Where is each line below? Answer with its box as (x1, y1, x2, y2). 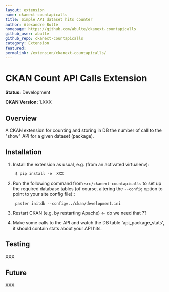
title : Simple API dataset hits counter (5, 17, 93, 22)
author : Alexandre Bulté (5, 21, 58, 27)
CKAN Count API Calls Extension (5, 72, 147, 84)
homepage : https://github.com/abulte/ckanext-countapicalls (5, 27, 137, 32)
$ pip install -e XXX (15, 171, 64, 176)
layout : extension (5, 7, 45, 13)
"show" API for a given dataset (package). (5, 133, 94, 139)
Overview (5, 114, 37, 123)
